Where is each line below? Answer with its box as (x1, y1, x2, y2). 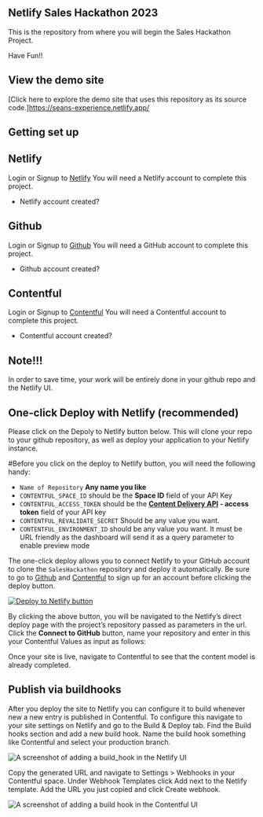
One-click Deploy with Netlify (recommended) (8, 406, 239, 419)
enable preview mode (19, 541, 90, 550)
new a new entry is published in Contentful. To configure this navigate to (8, 712, 243, 722)
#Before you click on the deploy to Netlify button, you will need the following (8, 459, 256, 469)
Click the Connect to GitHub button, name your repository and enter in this (8, 628, 250, 638)
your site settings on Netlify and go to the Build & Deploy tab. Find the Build (8, 720, 252, 730)
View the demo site (8, 74, 104, 87)
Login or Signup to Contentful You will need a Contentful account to (8, 307, 227, 317)
